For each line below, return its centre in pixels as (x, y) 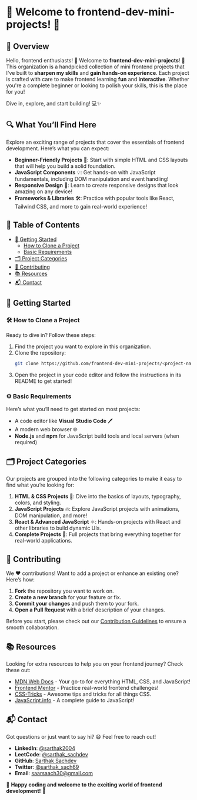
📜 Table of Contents (43, 225)
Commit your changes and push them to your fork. (77, 604)
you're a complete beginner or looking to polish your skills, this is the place (97, 85)
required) (26, 442)
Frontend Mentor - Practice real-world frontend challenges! (86, 687)
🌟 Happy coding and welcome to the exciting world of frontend (84, 784)
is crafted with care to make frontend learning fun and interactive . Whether (98, 79)
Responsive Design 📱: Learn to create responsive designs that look (96, 185)
